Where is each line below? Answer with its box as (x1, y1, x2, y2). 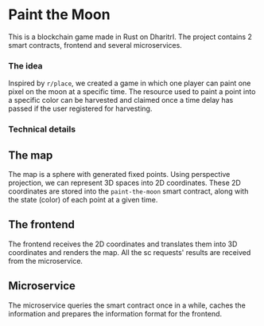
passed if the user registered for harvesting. (8, 104, 153, 113)
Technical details (8, 124, 76, 135)
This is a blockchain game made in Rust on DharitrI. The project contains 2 (8, 32, 253, 41)
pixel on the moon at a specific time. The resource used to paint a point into (8, 87, 256, 96)
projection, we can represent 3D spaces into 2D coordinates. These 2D (8, 178, 241, 187)
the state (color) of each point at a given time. (8, 194, 158, 204)
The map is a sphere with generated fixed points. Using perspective (8, 169, 231, 179)
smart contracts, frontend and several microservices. (8, 40, 183, 49)
